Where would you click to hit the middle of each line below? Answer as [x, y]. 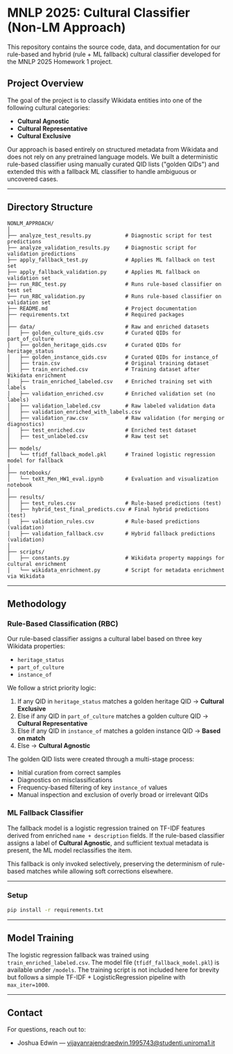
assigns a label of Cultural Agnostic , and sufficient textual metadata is [108, 843]
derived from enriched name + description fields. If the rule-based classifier [116, 835]
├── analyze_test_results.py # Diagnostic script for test [110, 235]
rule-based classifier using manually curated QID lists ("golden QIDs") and [113, 164]
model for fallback [35, 460]
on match [31, 738]
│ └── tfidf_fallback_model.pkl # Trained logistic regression [111, 454]
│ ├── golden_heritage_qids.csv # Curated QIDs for [94, 345]
